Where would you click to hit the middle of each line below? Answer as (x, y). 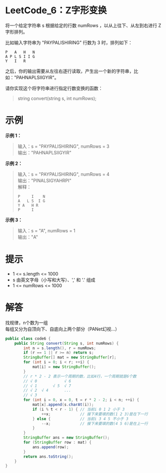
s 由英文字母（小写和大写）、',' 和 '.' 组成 (54, 280)
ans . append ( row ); (51, 447)
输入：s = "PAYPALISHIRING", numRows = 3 (64, 146)
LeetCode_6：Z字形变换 (56, 10)
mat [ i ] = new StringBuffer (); (64, 367)
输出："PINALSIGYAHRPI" (45, 180)
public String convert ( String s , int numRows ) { (67, 343)
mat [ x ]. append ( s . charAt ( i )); (63, 404)
